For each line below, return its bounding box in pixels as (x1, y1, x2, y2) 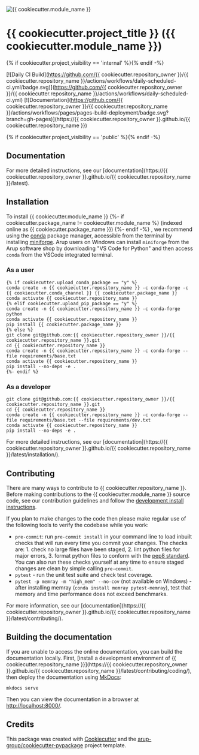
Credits (6, 720, 35, 730)
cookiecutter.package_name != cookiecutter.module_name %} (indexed (6, 219, 182, 226)
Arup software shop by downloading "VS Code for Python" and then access (6, 245, 193, 252)
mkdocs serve (6, 685, 39, 691)
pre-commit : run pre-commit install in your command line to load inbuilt (14, 533, 192, 540)
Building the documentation (6, 632, 112, 642)
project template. (84, 741, 127, 749)
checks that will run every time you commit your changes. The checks (14, 539, 188, 546)
